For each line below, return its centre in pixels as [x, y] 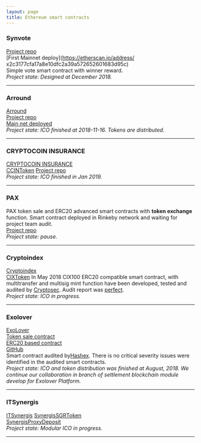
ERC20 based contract [34, 343]
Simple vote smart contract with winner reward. [65, 70]
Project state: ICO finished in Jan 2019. [54, 177]
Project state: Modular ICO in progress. [54, 428]
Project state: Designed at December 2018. [59, 77]
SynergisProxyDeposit [33, 421]
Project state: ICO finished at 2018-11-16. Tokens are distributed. [86, 130]
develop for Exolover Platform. [44, 381]
